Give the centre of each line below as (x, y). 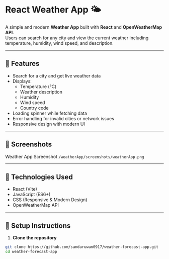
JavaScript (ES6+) (31, 195)
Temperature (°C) (38, 87)
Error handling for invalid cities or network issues (63, 118)
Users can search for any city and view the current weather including (77, 38)
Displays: (22, 81)
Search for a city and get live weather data (57, 75)
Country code (34, 108)
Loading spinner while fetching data (50, 113)
